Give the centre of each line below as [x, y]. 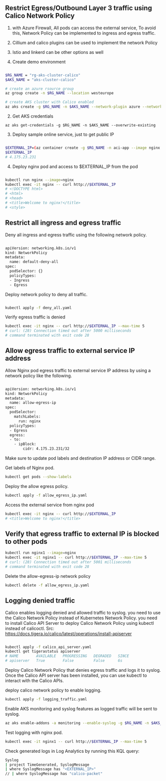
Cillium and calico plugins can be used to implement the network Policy [85, 43]
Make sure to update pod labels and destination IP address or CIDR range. [81, 458]
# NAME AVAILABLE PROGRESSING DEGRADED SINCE [67, 656]
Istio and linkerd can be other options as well [58, 52]
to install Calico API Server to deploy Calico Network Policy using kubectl [80, 623]
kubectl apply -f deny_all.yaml [38, 308]
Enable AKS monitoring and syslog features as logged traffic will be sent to [81, 708]
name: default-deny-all [34, 262]
